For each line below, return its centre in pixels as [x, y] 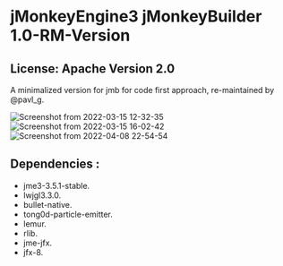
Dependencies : [55, 164]
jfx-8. [33, 252]
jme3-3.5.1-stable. [56, 185]
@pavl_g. [27, 99]
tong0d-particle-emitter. [68, 214]
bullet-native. [47, 204]
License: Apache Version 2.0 [93, 69]
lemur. [35, 223]
